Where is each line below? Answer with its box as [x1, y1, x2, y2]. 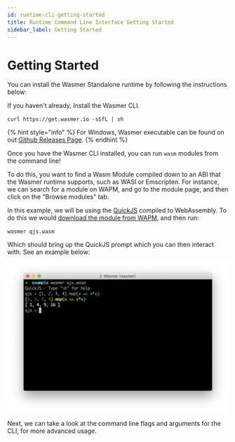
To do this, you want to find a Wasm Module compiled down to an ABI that [7, 170, 221, 179]
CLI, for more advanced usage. [7, 427, 97, 435]
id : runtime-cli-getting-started [7, 11, 105, 18]
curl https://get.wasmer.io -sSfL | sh [7, 116, 124, 123]
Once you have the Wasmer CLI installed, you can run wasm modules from [7, 149, 219, 158]
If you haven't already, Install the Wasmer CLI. [7, 102, 140, 110]
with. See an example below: [7, 248, 90, 256]
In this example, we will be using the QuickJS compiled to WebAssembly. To [7, 206, 227, 215]
